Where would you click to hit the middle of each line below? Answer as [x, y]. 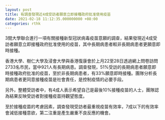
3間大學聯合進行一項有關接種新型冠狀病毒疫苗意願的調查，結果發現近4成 [79, 38]
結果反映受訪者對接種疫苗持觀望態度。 [48, 96]
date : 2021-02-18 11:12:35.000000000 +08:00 [51, 19]
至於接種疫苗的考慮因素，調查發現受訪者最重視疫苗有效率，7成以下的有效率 [82, 107]
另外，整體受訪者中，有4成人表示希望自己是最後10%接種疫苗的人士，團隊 [80, 90]
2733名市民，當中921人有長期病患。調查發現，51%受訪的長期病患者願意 [79, 67]
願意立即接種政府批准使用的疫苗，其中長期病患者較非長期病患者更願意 [85, 44]
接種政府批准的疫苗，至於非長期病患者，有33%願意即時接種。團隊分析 [81, 73]
